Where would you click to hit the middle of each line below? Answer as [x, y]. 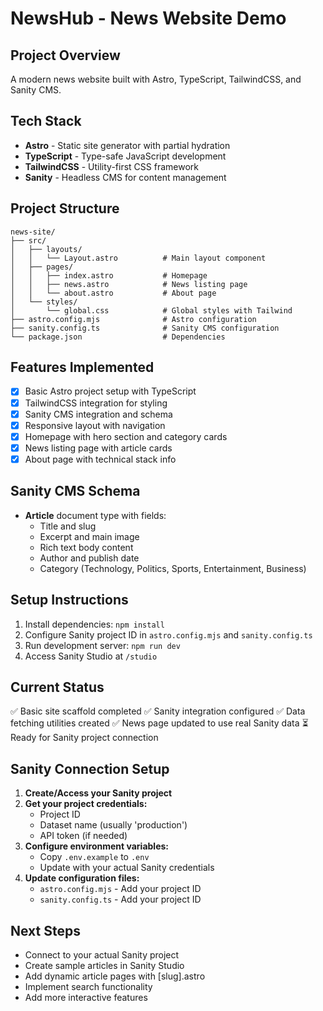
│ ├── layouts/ [46, 249]
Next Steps [45, 930]
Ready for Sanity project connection [84, 738]
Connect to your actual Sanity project [102, 954]
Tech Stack [46, 121]
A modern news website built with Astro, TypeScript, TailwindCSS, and [156, 79]
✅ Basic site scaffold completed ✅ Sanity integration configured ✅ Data [158, 711]
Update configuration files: [82, 878]
